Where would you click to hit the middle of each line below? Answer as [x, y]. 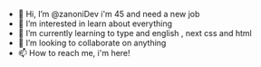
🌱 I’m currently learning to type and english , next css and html [135, 33]
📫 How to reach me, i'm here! [74, 53]
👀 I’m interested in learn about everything [95, 24]
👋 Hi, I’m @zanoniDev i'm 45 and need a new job [109, 14]
